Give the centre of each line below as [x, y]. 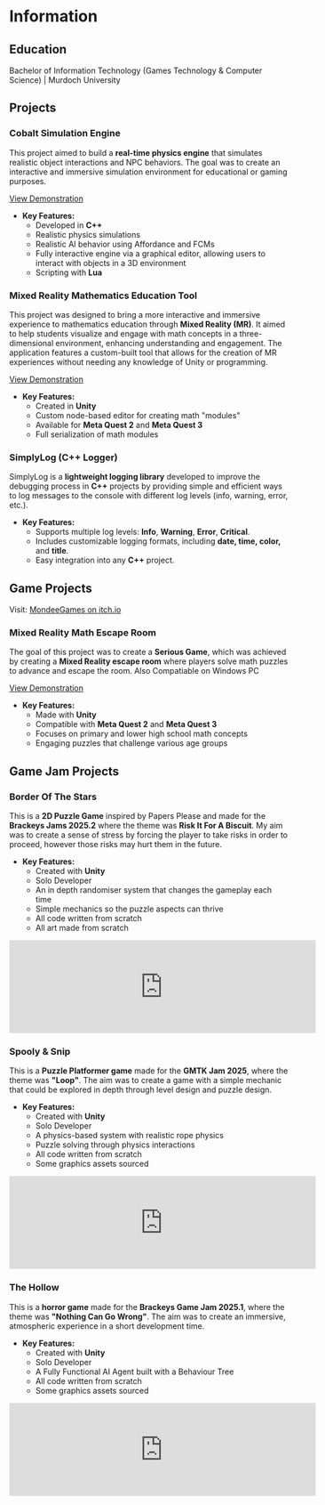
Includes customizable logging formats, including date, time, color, [158, 541]
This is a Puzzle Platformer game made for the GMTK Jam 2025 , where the [149, 1071]
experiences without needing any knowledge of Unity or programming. [139, 361]
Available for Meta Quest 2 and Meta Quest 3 [119, 425]
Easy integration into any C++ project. [105, 560]
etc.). [19, 506]
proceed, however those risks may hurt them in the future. [115, 845]
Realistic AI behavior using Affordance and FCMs [125, 244]
